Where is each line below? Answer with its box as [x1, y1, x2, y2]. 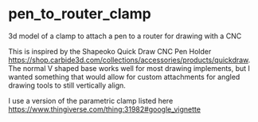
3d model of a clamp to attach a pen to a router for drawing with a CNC [8, 31, 242, 41]
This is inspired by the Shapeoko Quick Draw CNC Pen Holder [8, 46, 212, 56]
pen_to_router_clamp [8, 5, 151, 23]
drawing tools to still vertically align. [8, 81, 126, 90]
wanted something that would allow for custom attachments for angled [8, 72, 240, 81]
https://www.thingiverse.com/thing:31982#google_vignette [8, 104, 201, 114]
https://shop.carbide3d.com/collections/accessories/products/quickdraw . [8, 55, 251, 65]
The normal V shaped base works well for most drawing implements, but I [8, 63, 251, 73]
